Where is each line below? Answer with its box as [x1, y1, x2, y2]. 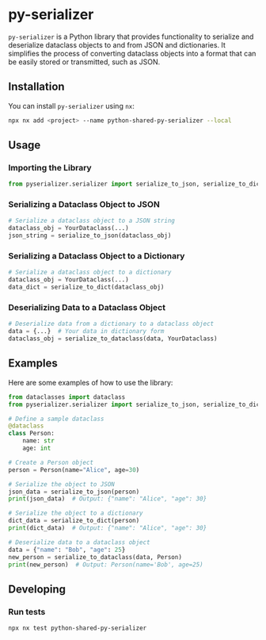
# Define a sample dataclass [8, 415, 104, 423]
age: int [22, 444, 51, 453]
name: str [22, 437, 55, 445]
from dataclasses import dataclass [8, 393, 126, 401]
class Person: [8, 430, 55, 438]
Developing [8, 582, 66, 596]
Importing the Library [8, 162, 93, 173]
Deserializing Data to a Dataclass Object [8, 301, 166, 312]
